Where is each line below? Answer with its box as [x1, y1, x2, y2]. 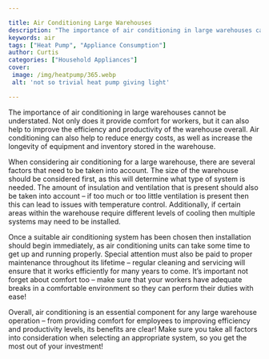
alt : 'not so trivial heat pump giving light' [11, 78, 171, 87]
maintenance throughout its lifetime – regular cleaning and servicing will [8, 257, 246, 267]
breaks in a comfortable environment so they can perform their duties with [8, 283, 254, 292]
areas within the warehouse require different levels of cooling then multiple [8, 208, 255, 217]
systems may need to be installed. [8, 216, 122, 226]
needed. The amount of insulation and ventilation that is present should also [8, 182, 259, 192]
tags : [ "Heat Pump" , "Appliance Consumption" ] [8, 41, 167, 49]
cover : [8, 63, 30, 72]
